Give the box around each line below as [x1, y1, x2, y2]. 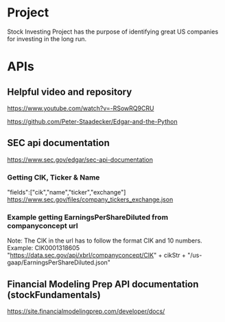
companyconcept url [7, 221, 78, 230]
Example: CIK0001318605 [7, 244, 80, 252]
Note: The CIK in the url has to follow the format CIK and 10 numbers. [7, 236, 202, 245]
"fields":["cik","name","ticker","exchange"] [7, 188, 126, 197]
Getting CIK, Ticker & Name [7, 173, 100, 182]
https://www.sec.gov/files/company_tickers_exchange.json [7, 195, 174, 203]
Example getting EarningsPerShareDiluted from [7, 212, 169, 222]
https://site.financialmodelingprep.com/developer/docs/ [7, 307, 165, 316]
